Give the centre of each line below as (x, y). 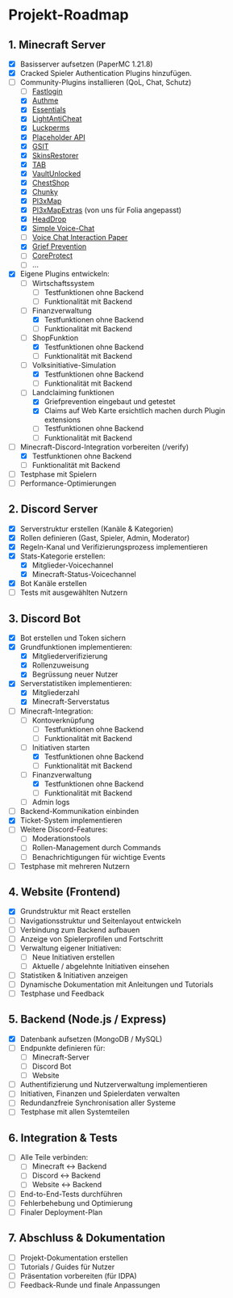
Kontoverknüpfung (63, 720)
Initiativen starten (61, 747)
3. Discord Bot (45, 619)
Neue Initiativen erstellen (73, 957)
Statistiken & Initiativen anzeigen (74, 975)
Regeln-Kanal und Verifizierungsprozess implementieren (114, 546)
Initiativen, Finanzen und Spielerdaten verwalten (100, 1094)
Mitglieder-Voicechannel (73, 565)
